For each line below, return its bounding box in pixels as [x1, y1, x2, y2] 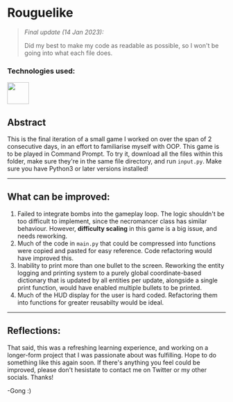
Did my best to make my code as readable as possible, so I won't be [24, 41, 219, 49]
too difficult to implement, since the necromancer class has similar [17, 217, 207, 225]
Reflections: [7, 325, 61, 337]
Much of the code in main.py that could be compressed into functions [17, 239, 216, 248]
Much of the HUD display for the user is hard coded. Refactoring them [17, 291, 218, 299]
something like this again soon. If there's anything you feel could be [7, 358, 200, 367]
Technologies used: [7, 66, 76, 76]
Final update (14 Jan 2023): [24, 28, 104, 36]
